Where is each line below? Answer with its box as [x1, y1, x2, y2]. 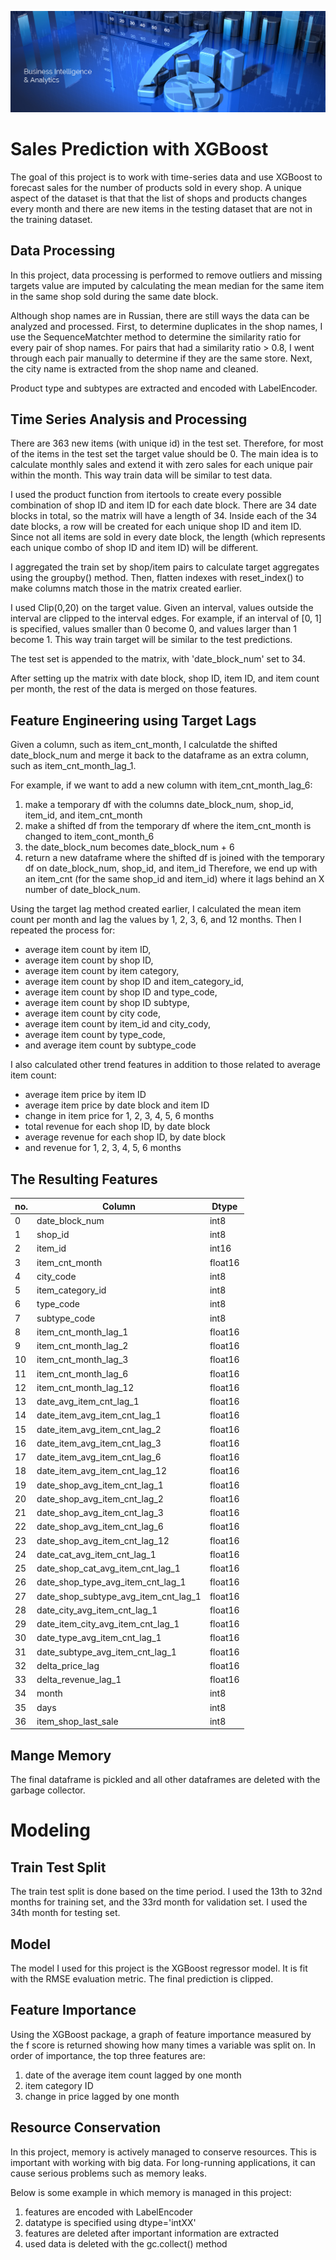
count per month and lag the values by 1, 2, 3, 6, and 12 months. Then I [10, 914, 302, 926]
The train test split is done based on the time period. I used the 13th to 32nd [10, 1886, 323, 1898]
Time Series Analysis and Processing [10, 411, 248, 428]
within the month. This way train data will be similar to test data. [10, 469, 273, 481]
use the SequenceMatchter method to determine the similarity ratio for [10, 331, 302, 343]
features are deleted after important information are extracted [24, 2227, 279, 2239]
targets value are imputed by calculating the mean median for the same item [10, 279, 325, 291]
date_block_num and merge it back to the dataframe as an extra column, [10, 749, 310, 761]
